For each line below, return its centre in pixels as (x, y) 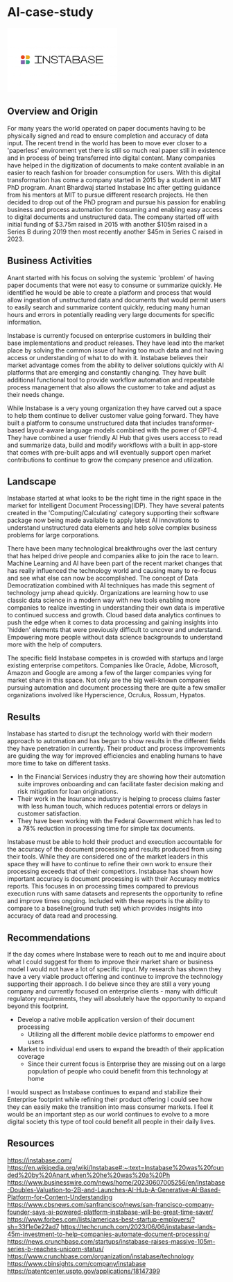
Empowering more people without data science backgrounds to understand (115, 638)
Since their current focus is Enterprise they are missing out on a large (127, 1064)
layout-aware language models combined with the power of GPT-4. (123, 430)
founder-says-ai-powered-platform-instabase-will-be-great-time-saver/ (110, 1212)
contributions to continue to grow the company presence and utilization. (110, 460)
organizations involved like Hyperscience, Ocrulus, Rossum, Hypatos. (106, 695)
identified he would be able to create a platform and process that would (109, 292)
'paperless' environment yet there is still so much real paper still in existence (116, 150)
